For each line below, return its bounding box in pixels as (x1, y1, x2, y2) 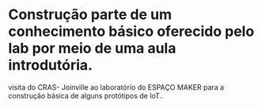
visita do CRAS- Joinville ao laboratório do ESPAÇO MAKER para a (8, 82, 224, 92)
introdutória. (8, 56, 93, 75)
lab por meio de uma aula (8, 40, 177, 57)
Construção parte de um (8, 6, 173, 24)
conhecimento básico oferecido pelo (8, 22, 255, 40)
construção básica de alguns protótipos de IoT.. (8, 91, 164, 100)
